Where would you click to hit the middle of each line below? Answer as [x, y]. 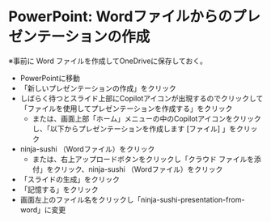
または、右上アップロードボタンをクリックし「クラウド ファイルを [143, 159]
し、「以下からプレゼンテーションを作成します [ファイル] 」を [134, 128]
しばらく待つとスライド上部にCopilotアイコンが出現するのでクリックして [142, 98]
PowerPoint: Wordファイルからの [121, 17]
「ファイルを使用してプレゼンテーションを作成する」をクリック [126, 108]
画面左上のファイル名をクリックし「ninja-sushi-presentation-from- [132, 199]
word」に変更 [43, 209]
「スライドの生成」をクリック [70, 179]
